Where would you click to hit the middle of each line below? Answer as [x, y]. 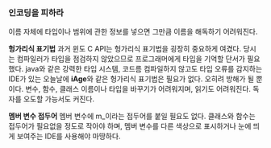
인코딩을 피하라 [36, 12]
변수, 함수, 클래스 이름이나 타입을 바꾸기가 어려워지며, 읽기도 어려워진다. [138, 89]
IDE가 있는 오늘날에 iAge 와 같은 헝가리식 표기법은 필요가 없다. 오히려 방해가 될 [131, 79]
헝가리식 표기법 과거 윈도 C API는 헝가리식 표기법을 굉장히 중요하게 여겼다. [125, 49]
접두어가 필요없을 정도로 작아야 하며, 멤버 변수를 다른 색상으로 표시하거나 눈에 [130, 126]
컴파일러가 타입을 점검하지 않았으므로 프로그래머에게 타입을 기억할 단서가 [131, 59]
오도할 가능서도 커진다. [59, 99]
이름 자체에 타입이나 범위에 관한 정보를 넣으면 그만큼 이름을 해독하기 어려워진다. [133, 32]
